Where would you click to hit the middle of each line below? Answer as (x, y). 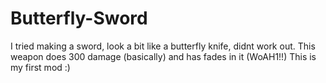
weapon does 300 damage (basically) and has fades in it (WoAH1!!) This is (163, 56)
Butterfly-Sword (79, 18)
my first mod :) (40, 67)
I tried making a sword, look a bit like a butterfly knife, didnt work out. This (163, 46)
